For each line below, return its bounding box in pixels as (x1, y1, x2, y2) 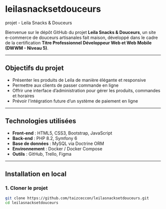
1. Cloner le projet (5, 184, 48, 191)
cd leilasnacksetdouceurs (5, 201, 58, 206)
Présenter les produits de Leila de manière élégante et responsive (12, 77, 146, 83)
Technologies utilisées (5, 117, 77, 125)
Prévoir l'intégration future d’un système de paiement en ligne (12, 98, 138, 104)
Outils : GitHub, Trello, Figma (12, 151, 72, 157)
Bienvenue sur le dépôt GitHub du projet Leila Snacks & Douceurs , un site (5, 29, 156, 35)
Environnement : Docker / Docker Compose (12, 145, 103, 151)
